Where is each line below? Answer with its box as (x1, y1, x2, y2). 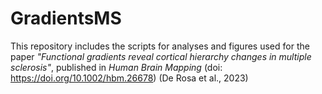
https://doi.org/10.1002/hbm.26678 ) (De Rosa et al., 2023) (10, 72, 249, 84)
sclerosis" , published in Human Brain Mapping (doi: (10, 61, 223, 73)
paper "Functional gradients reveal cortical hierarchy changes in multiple (10, 50, 312, 62)
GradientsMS (10, 7, 122, 30)
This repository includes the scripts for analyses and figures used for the (10, 40, 310, 52)
